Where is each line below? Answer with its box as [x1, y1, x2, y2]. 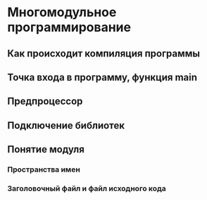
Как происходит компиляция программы [7, 47, 201, 59]
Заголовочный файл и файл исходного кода [7, 183, 167, 193]
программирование [7, 19, 132, 35]
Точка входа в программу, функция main [7, 71, 198, 83]
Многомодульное [7, 4, 117, 20]
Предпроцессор [7, 95, 83, 107]
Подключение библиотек [7, 119, 125, 131]
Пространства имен [7, 165, 81, 175]
